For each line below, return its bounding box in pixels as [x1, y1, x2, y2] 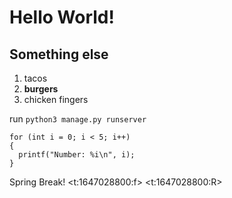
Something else [9, 46, 109, 63]
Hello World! [9, 6, 115, 29]
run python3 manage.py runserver [9, 113, 147, 125]
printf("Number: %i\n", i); [18, 150, 136, 160]
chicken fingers [23, 94, 89, 105]
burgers [23, 83, 59, 95]
